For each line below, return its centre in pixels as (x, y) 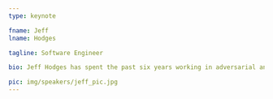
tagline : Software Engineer (56, 53)
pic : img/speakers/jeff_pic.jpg (63, 82)
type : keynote (32, 16)
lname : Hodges (32, 38)
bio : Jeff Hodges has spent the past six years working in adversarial (132, 67)
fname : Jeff (28, 30)
